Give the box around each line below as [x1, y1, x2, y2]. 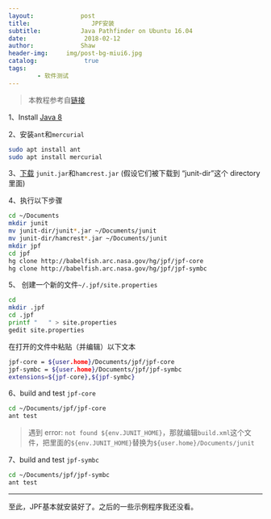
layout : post [8, 11, 95, 20]
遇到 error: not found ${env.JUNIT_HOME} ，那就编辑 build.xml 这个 [27, 428, 244, 437]
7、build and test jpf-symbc [8, 455, 99, 465]
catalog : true [8, 57, 99, 65]
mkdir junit [8, 220, 48, 228]
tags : [8, 65, 27, 73]
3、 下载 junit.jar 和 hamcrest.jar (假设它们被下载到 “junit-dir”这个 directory [8, 169, 261, 178]
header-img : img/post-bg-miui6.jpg [8, 49, 143, 57]
